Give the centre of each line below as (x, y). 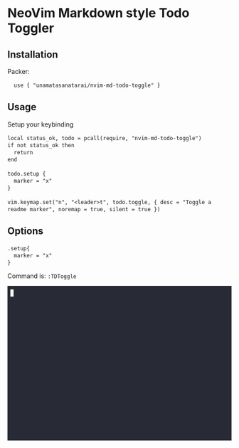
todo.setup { (27, 174)
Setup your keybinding (41, 124)
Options (26, 231)
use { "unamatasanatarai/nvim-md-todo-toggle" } (87, 85)
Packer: (18, 71)
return (23, 152)
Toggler (31, 28)
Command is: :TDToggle (42, 276)
